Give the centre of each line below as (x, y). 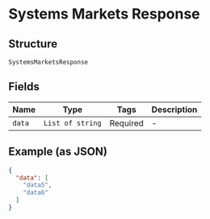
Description (174, 109)
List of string (73, 123)
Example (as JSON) (58, 152)
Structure (33, 44)
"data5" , (38, 185)
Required (126, 123)
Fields (24, 87)
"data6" (36, 193)
